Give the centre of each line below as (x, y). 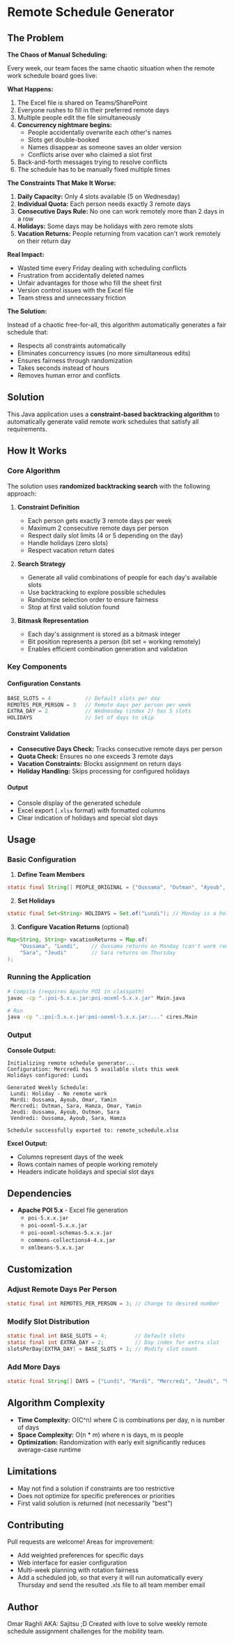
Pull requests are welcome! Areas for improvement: (81, 1542)
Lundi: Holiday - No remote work (59, 1093)
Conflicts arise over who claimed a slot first (90, 155)
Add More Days (34, 1367)
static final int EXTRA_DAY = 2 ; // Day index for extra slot (113, 1343)
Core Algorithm (34, 471)
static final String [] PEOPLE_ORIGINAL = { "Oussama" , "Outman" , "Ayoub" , (117, 887)
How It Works (37, 451)
